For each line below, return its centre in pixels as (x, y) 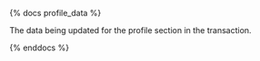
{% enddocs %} (40, 48)
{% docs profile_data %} (55, 13)
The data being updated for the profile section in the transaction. (130, 30)
